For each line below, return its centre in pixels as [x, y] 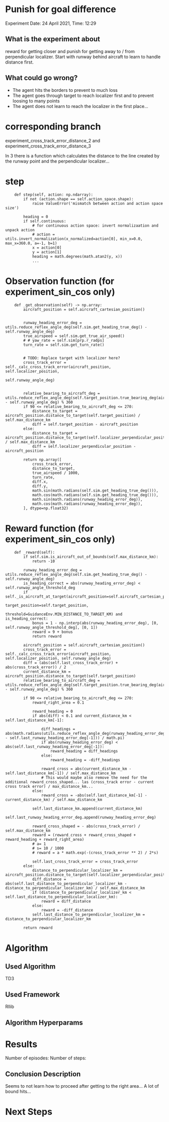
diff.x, [40, 482]
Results [21, 1044]
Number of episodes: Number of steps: [46, 1058]
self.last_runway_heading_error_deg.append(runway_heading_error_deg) [81, 818]
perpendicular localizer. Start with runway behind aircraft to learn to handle [83, 57]
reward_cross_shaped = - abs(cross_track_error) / [86, 826]
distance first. [20, 62]
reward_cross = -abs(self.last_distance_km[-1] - [94, 795]
